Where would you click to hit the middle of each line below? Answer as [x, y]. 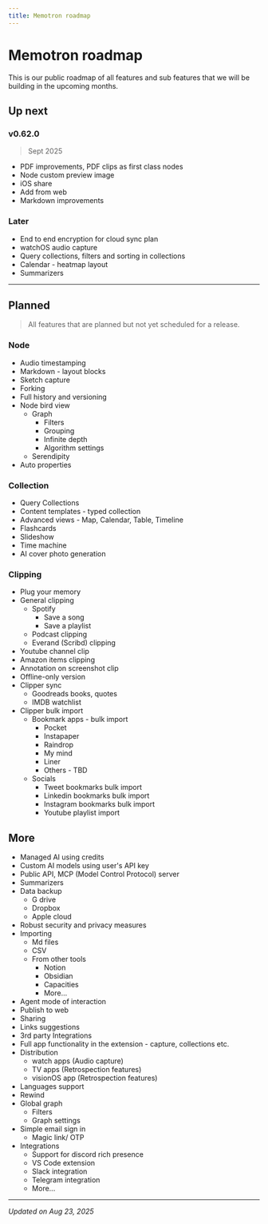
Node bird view [45, 405]
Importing [36, 934]
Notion [55, 967]
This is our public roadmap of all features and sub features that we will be [129, 78]
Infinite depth [65, 439]
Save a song [64, 617]
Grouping [59, 431]
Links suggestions [49, 1027]
